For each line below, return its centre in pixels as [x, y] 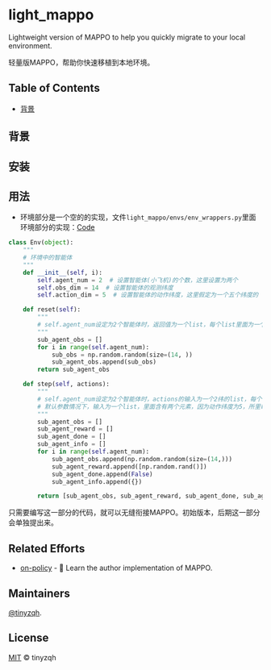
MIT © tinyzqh [32, 657]
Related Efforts [47, 549]
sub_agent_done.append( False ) [102, 474]
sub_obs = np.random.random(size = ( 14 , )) [122, 355]
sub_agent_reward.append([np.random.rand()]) [129, 466]
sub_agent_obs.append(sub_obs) [104, 362]
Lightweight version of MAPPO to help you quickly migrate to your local [127, 37]
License [29, 638]
